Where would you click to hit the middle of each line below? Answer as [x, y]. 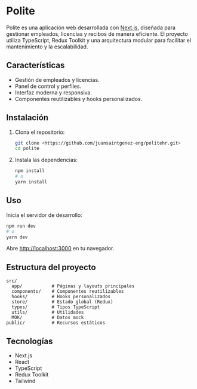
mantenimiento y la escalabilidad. [47, 47]
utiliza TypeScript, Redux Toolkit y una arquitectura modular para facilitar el [99, 40]
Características [36, 65]
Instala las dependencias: [46, 160]
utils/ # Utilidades [48, 313]
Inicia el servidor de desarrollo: [44, 215]
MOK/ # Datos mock [48, 318]
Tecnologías [30, 341]
